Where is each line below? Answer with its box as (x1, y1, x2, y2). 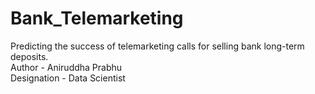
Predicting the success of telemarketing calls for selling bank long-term (10, 40, 305, 52)
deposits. (10, 50, 49, 62)
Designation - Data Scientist (10, 72, 126, 84)
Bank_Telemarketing (10, 7, 184, 30)
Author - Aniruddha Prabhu (10, 61, 123, 73)
